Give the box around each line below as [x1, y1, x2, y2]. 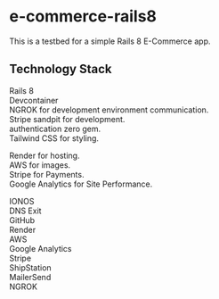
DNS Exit [9, 205, 42, 216]
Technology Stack [9, 62, 112, 77]
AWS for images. [9, 159, 71, 170]
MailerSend [9, 271, 52, 282]
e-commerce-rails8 [9, 6, 158, 27]
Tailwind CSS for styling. [9, 132, 100, 144]
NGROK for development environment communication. [9, 104, 209, 115]
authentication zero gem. [9, 123, 101, 134]
